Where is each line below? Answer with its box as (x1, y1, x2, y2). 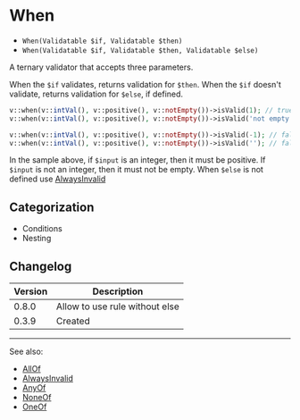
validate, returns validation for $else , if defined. (9, 88, 184, 99)
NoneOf (21, 392, 52, 403)
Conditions (21, 223, 62, 234)
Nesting (21, 233, 52, 244)
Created (56, 315, 91, 327)
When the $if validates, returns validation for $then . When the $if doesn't (9, 79, 281, 89)
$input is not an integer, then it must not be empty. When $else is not (9, 164, 263, 175)
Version (13, 285, 48, 298)
